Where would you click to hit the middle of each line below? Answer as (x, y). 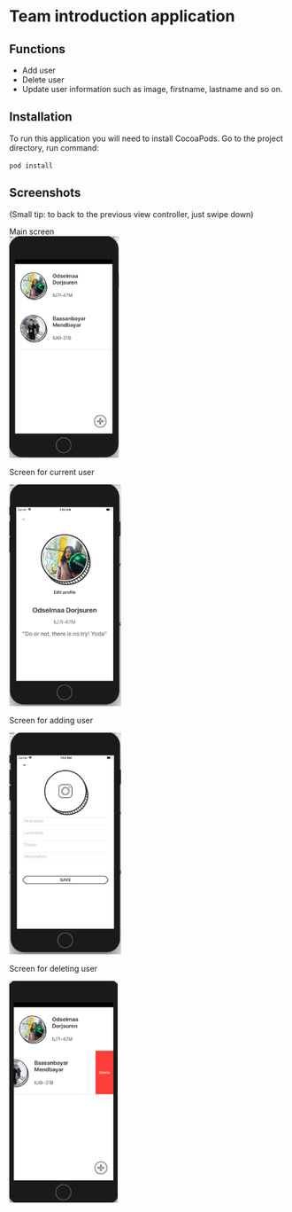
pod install (31, 166)
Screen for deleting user (54, 968)
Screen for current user (52, 472)
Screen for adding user (51, 720)
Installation (41, 117)
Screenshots (45, 193)
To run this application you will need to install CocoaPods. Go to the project (146, 138)
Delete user (43, 80)
